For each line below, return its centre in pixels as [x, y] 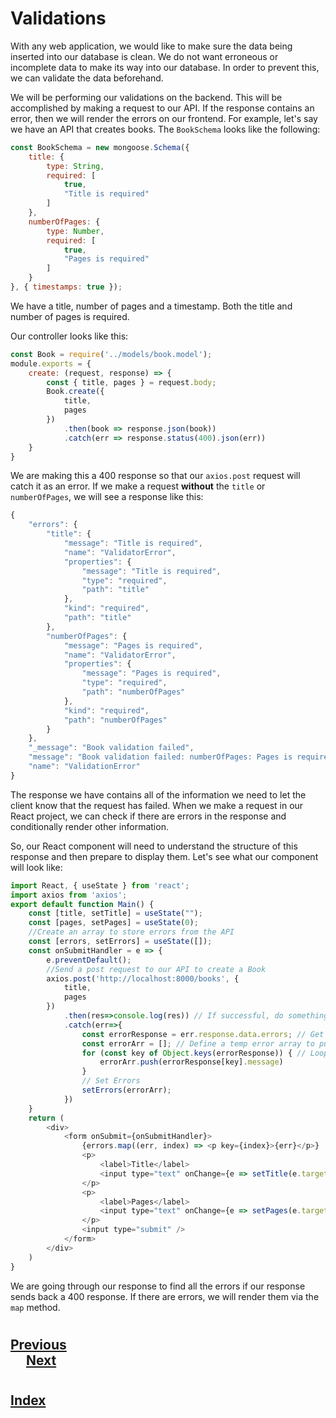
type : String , [75, 166]
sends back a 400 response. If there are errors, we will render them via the [165, 1296]
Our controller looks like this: [69, 336]
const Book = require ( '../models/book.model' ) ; [111, 354]
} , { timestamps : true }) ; [66, 287]
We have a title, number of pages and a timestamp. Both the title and [151, 306]
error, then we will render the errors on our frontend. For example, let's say [164, 118]
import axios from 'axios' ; [69, 895]
